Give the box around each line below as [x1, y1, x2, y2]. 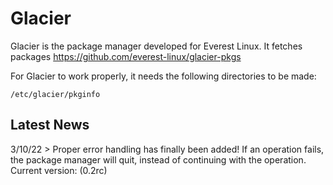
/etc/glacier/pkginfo [10, 89, 101, 99]
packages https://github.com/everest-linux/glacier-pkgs [10, 50, 242, 62]
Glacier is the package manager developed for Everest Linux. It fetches [10, 40, 303, 52]
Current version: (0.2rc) [10, 164, 108, 176]
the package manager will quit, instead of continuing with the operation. [10, 153, 307, 166]
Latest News [10, 117, 90, 134]
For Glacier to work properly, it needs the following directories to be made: [10, 70, 317, 82]
